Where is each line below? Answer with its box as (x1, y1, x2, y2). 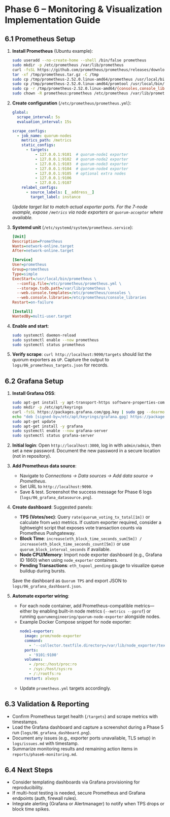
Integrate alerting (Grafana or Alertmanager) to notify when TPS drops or (12, 801, 165, 807)
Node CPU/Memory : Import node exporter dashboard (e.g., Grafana (19, 552, 162, 558)
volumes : (24, 657, 43, 662)
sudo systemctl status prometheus (12, 342, 85, 347)
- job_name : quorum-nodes (17, 133, 72, 138)
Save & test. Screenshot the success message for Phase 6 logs (19, 489, 152, 495)
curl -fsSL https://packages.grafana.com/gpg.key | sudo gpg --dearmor (12, 410, 167, 415)
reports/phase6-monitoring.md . (12, 751, 78, 757)
